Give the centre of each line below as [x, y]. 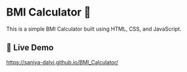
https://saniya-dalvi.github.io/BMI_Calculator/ [62, 62]
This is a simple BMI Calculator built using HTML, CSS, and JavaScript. [94, 29]
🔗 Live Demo [30, 48]
